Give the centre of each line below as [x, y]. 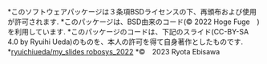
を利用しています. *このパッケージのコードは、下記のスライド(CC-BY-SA [128, 32]
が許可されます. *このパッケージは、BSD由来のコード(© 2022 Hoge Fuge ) [133, 22]
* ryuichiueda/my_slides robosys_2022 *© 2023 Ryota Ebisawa [114, 52]
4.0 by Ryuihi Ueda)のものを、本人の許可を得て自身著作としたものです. [125, 42]
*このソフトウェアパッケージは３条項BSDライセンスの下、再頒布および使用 [132, 12]
